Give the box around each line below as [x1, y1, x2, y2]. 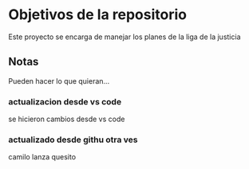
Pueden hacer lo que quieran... [8, 76, 110, 85]
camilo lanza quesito [8, 152, 77, 162]
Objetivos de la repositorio [8, 6, 188, 24]
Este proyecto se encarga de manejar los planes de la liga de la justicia [8, 32, 241, 41]
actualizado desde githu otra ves [8, 134, 138, 145]
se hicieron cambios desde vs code [8, 114, 125, 124]
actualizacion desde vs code [8, 96, 122, 107]
